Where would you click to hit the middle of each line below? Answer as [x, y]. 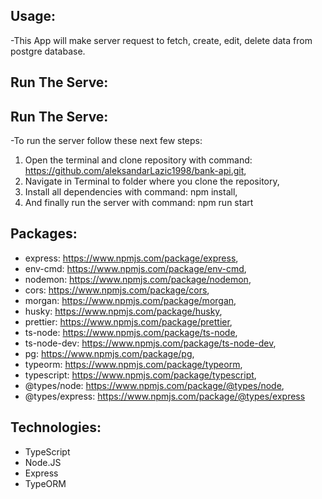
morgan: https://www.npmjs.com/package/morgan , [130, 300]
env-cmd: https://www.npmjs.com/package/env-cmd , [135, 268]
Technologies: [56, 427]
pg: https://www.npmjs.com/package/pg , [109, 353]
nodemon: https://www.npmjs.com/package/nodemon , [138, 279]
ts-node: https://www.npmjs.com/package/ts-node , [131, 332]
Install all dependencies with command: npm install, [131, 192]
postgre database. [48, 51]
